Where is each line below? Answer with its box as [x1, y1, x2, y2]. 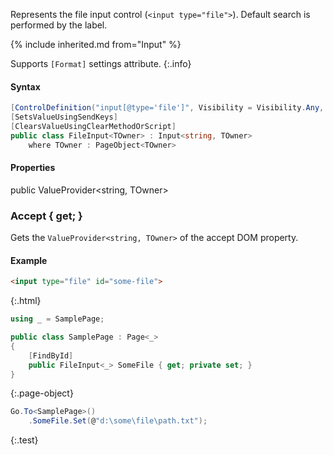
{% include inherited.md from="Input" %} [10, 39, 182, 50]
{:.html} [10, 295, 42, 307]
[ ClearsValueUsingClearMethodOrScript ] [10, 121, 177, 131]
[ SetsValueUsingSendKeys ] [10, 112, 118, 123]
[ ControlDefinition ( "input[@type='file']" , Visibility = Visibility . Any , [10, 103, 325, 113]
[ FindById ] [28, 350, 74, 361]
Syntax [10, 80, 41, 93]
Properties [10, 162, 56, 174]
